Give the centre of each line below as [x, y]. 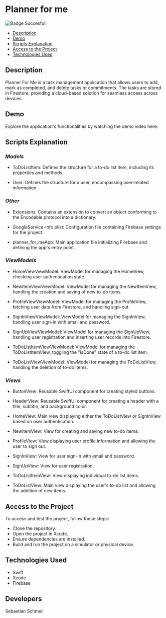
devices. [14, 98]
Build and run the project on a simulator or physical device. [73, 544]
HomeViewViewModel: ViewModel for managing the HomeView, [78, 271]
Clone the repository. [34, 528]
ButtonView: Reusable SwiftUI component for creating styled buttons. [84, 392]
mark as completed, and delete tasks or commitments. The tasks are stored [83, 88]
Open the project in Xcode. [40, 533]
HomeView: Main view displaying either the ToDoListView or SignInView [87, 416]
